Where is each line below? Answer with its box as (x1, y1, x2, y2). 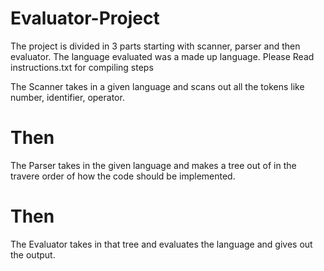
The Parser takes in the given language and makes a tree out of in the (10, 159, 297, 171)
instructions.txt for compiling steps (10, 61, 154, 73)
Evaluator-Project (10, 7, 160, 30)
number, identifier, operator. (10, 91, 125, 103)
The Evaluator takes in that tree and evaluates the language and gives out (10, 238, 313, 250)
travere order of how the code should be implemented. (10, 170, 236, 182)
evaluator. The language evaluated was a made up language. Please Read (10, 50, 315, 62)
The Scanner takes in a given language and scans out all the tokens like (10, 80, 305, 92)
